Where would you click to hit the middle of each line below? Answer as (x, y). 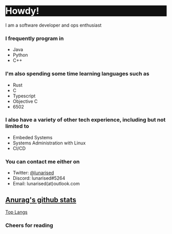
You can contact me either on (42, 161)
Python (20, 55)
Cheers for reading (29, 225)
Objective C (25, 101)
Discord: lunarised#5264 (39, 178)
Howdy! (22, 11)
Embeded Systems (33, 137)
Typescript (24, 96)
